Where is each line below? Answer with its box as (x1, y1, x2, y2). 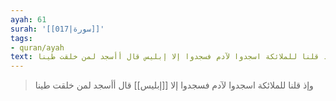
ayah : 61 (10, 14, 47, 25)
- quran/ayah (10, 42, 65, 53)
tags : (10, 33, 33, 43)
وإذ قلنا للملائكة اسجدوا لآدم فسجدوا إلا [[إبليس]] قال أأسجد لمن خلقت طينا (34, 79, 314, 91)
